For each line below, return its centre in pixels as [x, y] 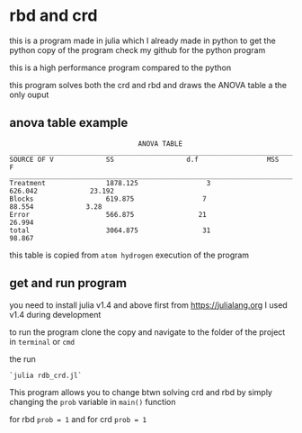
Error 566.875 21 [108, 214]
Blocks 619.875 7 [108, 199]
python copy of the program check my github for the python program [138, 50]
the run [22, 359]
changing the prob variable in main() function [93, 401]
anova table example [69, 123]
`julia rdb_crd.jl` [46, 375]
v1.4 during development [55, 314]
